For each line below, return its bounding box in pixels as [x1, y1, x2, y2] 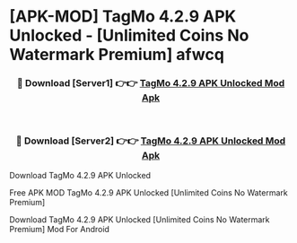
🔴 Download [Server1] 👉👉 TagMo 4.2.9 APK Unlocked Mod [16, 77, 285, 90]
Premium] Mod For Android [9, 223, 110, 234]
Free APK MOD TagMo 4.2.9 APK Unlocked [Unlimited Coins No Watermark [9, 187, 289, 198]
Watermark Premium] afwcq [9, 45, 224, 65]
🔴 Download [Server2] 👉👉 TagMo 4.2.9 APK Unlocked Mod [15, 135, 286, 147]
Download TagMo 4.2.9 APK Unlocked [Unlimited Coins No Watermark [9, 213, 271, 225]
